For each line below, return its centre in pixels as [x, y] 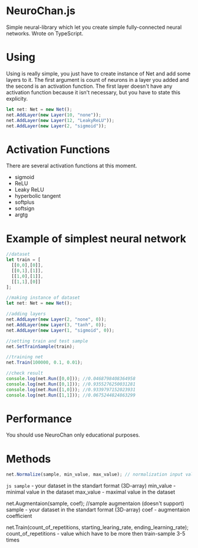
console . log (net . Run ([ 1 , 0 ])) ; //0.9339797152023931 [71, 389]
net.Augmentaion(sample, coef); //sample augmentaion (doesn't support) [95, 504]
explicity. [17, 98]
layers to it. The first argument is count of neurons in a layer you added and [98, 80]
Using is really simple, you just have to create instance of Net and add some [98, 73]
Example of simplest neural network [96, 238]
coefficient [19, 516]
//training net [25, 357]
